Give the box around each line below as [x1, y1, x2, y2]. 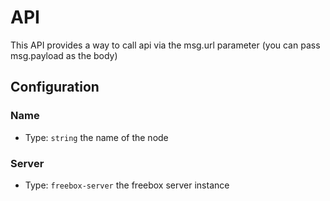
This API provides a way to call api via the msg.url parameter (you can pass [10, 39, 321, 51]
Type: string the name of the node [24, 131, 169, 143]
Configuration [10, 79, 100, 96]
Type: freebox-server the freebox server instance [24, 179, 230, 191]
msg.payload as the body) [10, 49, 118, 61]
